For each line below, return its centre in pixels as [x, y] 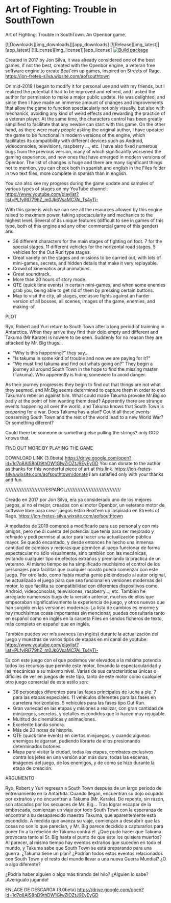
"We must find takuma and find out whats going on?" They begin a [83, 364]
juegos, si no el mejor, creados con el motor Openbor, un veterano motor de [85, 505]
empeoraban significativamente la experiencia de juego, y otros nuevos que [85, 602]
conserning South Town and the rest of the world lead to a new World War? [84, 417]
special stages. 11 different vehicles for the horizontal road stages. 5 [84, 247]
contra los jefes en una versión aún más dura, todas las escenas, [81, 757]
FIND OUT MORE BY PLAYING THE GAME [49, 448]
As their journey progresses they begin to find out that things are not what [83, 384]
